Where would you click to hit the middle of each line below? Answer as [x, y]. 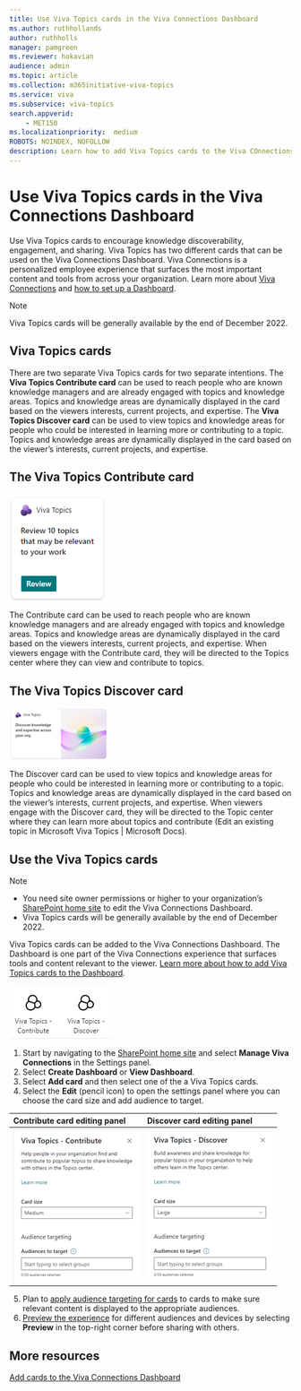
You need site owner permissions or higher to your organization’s [142, 899]
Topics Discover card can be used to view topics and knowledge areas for [147, 420]
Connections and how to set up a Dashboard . [93, 288]
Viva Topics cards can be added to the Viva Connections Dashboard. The [145, 945]
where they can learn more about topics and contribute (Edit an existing [142, 822]
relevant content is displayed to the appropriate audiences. [131, 1309]
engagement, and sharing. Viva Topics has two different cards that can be [146, 250]
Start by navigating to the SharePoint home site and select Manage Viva [155, 1053]
